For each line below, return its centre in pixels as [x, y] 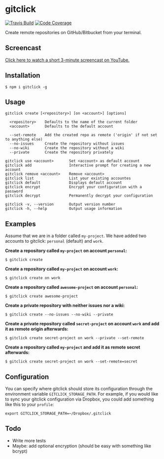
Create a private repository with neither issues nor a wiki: [65, 306]
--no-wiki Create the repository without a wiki [67, 148]
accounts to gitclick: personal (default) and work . [54, 241]
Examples [20, 224]
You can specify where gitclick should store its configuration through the [79, 389]
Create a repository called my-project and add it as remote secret [73, 347]
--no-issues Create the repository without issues [67, 144]
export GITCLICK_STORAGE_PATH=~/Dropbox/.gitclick [58, 413]
